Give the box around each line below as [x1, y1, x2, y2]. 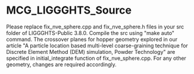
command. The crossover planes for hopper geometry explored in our [6, 36, 177, 43]
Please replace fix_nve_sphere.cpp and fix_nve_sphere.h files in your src [6, 23, 184, 30]
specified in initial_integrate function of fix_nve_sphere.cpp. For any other [6, 54, 186, 62]
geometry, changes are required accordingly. [6, 60, 117, 68]
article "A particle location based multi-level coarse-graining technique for [6, 42, 189, 49]
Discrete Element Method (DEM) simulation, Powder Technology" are [6, 48, 176, 55]
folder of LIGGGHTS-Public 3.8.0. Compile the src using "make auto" [6, 29, 174, 36]
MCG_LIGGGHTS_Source [6, 4, 132, 17]
